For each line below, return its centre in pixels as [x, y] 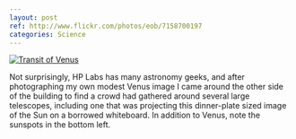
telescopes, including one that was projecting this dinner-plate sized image [148, 106]
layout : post [34, 17]
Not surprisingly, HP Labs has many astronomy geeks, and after [127, 77]
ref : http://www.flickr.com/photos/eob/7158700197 [106, 26]
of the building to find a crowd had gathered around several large [130, 96]
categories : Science [48, 34]
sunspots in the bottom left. [60, 125]
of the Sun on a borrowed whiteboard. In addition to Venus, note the [135, 115]
